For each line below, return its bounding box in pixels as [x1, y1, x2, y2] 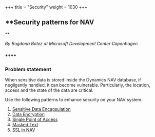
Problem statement [5, 66, 52, 73]
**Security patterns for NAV [5, 18, 94, 26]
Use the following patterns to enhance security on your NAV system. [5, 97, 143, 103]
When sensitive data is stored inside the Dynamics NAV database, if [5, 77, 141, 83]
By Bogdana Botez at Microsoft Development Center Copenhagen [5, 40, 138, 46]
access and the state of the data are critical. [5, 87, 94, 93]
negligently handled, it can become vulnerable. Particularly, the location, [5, 82, 150, 88]
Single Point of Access [12, 117, 58, 122]
